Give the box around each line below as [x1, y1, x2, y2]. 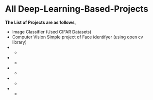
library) [12, 39, 27, 45]
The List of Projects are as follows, [5, 19, 76, 25]
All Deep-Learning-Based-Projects [5, 3, 149, 15]
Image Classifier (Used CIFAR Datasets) [12, 29, 92, 34]
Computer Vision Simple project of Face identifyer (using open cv [12, 34, 143, 40]
